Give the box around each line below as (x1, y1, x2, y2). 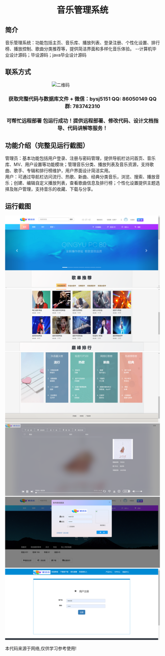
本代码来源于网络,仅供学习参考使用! (5, 646, 77, 652)
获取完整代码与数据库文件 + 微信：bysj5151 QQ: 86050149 (8, 95, 148, 102)
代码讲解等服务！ (67, 124, 108, 131)
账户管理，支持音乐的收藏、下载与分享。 (13, 186, 96, 192)
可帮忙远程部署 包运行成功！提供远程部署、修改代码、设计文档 (6, 117, 154, 124)
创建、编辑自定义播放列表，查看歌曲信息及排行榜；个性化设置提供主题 (13, 180, 156, 186)
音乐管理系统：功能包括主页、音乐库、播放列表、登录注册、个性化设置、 (5, 40, 151, 45)
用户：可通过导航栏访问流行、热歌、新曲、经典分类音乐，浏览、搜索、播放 (5, 174, 156, 180)
